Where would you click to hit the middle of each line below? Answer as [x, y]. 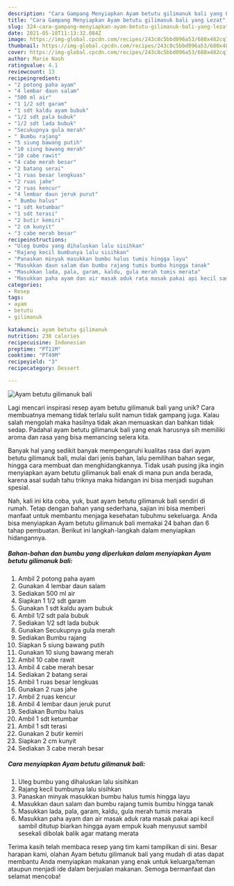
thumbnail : [24, 46]
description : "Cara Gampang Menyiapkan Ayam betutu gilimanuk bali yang [115, 14]
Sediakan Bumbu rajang [52, 637]
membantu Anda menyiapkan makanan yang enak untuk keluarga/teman [111, 861]
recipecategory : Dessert [44, 369]
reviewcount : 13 [31, 72]
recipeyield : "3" [33, 362]
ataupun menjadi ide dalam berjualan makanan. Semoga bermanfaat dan [112, 869]
